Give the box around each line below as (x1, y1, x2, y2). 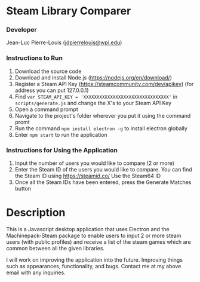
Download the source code (14, 68, 82, 75)
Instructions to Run (6, 54, 63, 62)
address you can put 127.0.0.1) (14, 87, 89, 94)
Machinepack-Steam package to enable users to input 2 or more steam (6, 232, 181, 240)
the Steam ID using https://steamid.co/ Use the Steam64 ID (14, 172, 161, 180)
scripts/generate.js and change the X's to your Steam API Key (14, 99, 172, 106)
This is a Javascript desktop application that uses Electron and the (6, 226, 170, 233)
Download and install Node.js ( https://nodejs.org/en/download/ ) (14, 73, 172, 81)
